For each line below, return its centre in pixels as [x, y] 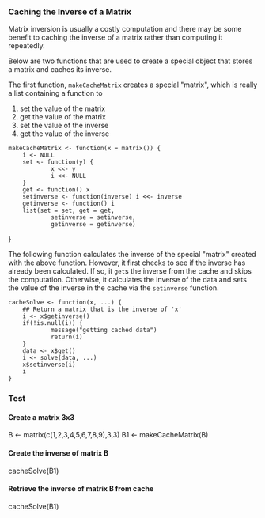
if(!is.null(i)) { [53, 323]
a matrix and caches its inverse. [60, 70]
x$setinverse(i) [49, 365]
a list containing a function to [55, 93]
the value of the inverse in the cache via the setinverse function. [114, 288]
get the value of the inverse [64, 134]
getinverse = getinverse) [93, 225]
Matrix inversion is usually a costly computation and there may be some [125, 29]
